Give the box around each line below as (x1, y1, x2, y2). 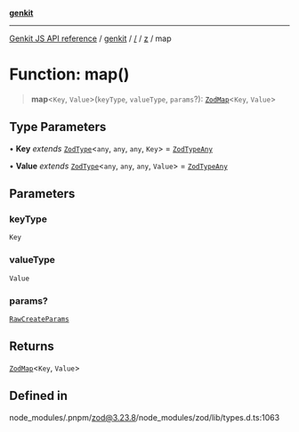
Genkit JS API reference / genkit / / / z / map (9, 33, 172, 44)
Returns (9, 338, 55, 355)
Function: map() (9, 64, 130, 85)
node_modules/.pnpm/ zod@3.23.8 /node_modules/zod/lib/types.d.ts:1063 (9, 412, 280, 422)
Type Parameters (9, 119, 107, 134)
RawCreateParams (9, 315, 69, 324)
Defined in (9, 388, 69, 403)
